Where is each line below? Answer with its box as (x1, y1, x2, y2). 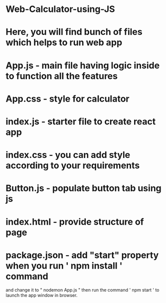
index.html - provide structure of (5, 216, 144, 227)
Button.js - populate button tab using (5, 183, 162, 194)
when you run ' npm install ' (5, 260, 123, 271)
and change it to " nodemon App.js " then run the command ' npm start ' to (5, 287, 160, 293)
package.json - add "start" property (5, 249, 159, 261)
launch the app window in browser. (5, 293, 78, 299)
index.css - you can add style (5, 150, 131, 160)
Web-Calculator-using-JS (5, 3, 115, 15)
